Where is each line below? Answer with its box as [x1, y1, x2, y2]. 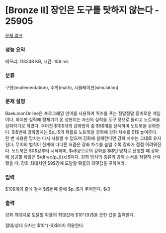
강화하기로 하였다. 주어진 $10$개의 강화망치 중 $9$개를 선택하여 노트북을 [5, 122, 147, 128]
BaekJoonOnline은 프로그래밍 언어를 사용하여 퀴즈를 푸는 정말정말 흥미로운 [5, 110, 152, 116]
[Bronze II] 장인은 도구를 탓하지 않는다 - [5, 4, 159, 16]
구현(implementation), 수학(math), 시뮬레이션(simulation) [5, 84, 119, 90]
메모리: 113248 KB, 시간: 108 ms [5, 58, 69, 65]
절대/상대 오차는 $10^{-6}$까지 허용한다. [5, 223, 84, 229]
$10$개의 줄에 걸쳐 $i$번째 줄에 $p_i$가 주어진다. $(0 [5, 186, 111, 192]
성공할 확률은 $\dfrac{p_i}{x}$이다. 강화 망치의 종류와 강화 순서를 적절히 [10, 154, 152, 160]
